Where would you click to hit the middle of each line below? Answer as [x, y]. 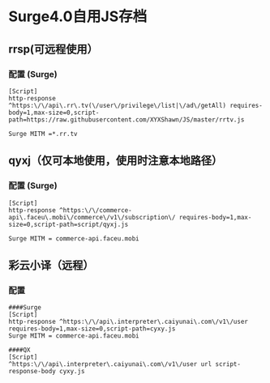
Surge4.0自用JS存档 [78, 17]
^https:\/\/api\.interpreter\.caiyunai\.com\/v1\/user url [110, 364]
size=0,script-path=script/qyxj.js [69, 224]
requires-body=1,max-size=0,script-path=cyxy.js [92, 329]
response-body [32, 372]
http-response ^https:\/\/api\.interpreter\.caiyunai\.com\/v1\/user [129, 322]
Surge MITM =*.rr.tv [43, 134]
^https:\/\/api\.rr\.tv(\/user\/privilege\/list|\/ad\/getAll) [118, 105]
